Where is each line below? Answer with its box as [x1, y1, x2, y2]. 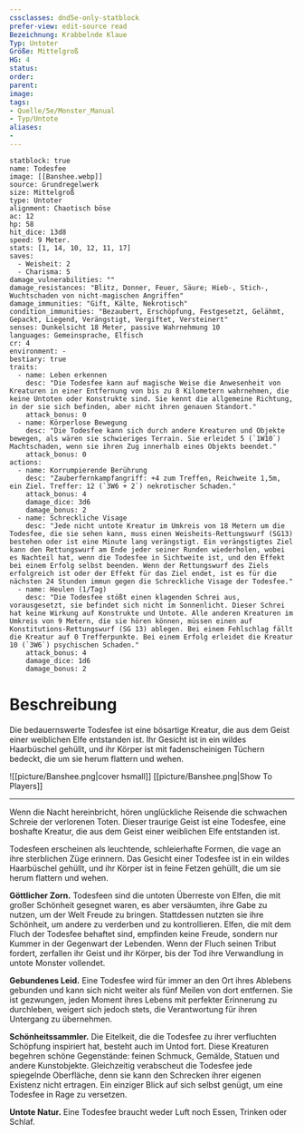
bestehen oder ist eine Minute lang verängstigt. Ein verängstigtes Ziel [9, 537, 294, 546]
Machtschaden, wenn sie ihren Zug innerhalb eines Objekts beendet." [9, 442, 278, 451]
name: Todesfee [9, 164, 67, 173]
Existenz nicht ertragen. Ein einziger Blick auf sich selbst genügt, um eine [9, 1079, 283, 1090]
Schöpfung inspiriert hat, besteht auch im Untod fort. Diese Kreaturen [9, 1041, 269, 1051]
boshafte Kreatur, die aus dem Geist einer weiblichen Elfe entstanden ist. [9, 826, 280, 836]
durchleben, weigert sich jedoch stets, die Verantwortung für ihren [9, 1003, 258, 1014]
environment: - [9, 347, 67, 356]
